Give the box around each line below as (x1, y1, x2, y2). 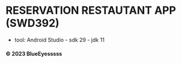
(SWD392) (5, 16, 59, 30)
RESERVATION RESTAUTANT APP (5, 4, 177, 17)
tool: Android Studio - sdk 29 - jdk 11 (14, 36, 105, 43)
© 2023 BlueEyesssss (5, 50, 62, 57)
